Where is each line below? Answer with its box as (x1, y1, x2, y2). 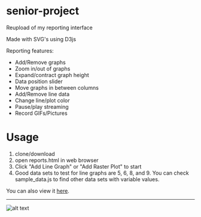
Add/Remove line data (14, 90, 70, 97)
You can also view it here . (6, 187, 70, 194)
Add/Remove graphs (14, 59, 66, 66)
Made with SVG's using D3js (6, 35, 77, 42)
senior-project (6, 4, 80, 18)
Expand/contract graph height (14, 71, 89, 78)
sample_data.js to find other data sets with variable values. (14, 175, 160, 183)
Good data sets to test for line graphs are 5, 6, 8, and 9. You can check (14, 169, 190, 176)
